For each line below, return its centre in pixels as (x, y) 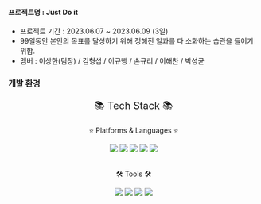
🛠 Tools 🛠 (134, 174)
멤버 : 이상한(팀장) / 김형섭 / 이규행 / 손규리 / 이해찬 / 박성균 (112, 61)
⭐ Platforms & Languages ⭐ (134, 130)
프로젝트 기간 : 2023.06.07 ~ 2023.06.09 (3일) (94, 31)
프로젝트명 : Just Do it (43, 12)
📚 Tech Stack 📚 (134, 106)
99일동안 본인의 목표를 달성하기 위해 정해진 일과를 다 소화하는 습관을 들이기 (136, 41)
